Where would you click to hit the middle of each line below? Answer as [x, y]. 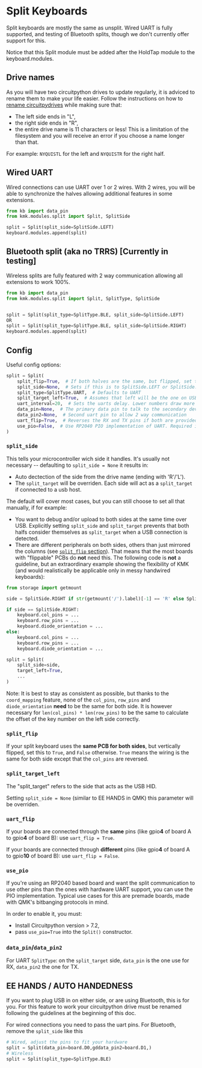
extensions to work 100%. [38, 282]
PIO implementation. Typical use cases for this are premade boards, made [98, 896]
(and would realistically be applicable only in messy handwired [92, 570]
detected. [27, 538]
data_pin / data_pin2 [34, 948]
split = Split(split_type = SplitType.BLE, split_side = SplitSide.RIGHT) [96, 326]
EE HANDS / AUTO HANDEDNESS [70, 986]
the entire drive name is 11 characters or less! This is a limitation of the [102, 129]
